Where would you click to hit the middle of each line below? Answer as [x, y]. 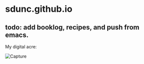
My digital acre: [21, 47]
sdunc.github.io [39, 9]
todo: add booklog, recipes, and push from [72, 27]
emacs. [17, 35]
